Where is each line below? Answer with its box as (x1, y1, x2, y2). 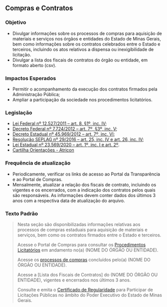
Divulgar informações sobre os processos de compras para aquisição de (12, 30, 162, 36)
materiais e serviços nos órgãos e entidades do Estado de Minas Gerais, (12, 35, 161, 41)
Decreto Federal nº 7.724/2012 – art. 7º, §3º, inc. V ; (12, 126, 118, 132)
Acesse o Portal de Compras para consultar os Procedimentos (17, 241, 146, 247)
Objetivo (5, 19, 26, 26)
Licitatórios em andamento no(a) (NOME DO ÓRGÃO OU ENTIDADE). (17, 247, 159, 253)
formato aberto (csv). (12, 62, 56, 68)
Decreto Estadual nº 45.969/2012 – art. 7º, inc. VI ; (12, 131, 115, 137)
